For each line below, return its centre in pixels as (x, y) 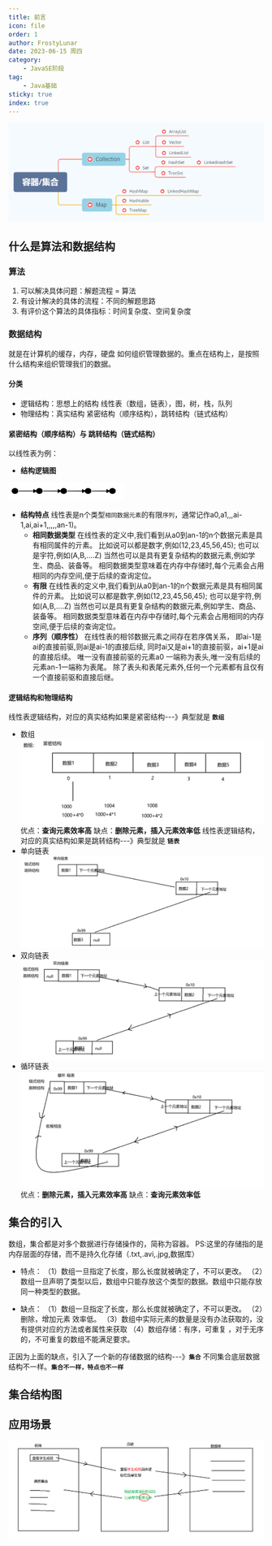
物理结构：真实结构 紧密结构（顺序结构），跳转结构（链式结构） (126, 414)
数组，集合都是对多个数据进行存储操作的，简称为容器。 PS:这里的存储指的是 (136, 1244)
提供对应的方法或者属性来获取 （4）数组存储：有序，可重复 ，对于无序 (145, 1329)
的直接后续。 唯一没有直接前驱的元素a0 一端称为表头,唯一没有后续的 (147, 657)
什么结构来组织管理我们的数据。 (62, 364)
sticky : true (30, 94)
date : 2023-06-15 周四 (45, 52)
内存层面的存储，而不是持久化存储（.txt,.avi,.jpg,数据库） (104, 1254)
